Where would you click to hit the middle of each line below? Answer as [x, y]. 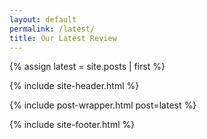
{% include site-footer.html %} [72, 125]
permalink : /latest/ [52, 29]
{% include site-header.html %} [74, 86]
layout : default [43, 19]
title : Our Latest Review [63, 38]
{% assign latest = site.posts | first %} [87, 67]
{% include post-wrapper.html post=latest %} [103, 105]
